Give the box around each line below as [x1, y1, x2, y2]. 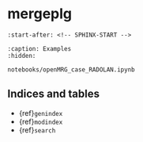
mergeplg [7, 5, 73, 23]
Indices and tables [7, 87, 100, 101]
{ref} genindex [18, 108, 63, 117]
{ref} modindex [18, 117, 63, 126]
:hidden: [7, 52, 36, 59]
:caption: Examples [7, 44, 72, 52]
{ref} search [18, 125, 56, 135]
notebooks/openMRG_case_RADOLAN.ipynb [7, 65, 135, 74]
